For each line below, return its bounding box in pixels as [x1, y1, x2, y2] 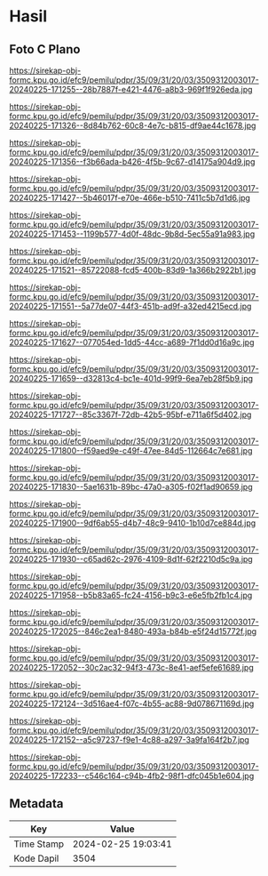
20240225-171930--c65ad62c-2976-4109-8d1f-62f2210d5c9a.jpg [9, 554, 253, 564]
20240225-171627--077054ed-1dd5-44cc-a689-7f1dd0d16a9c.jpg [9, 337, 255, 348]
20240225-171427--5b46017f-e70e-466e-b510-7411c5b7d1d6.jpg [9, 193, 251, 203]
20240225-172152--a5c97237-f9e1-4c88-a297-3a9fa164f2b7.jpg [9, 735, 250, 744]
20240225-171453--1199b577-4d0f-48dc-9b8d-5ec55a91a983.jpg [9, 229, 256, 239]
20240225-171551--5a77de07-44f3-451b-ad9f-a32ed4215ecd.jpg [9, 301, 252, 311]
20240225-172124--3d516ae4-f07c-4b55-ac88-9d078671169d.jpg [9, 698, 255, 709]
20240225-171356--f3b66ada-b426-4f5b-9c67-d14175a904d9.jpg [9, 157, 256, 166]
